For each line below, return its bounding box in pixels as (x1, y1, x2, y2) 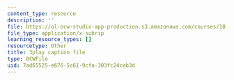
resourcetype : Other (7, 42, 68, 49)
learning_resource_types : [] (7, 36, 92, 43)
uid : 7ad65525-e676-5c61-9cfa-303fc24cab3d (7, 62, 136, 69)
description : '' (7, 17, 54, 24)
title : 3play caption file (7, 49, 86, 56)
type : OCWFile (7, 56, 49, 63)
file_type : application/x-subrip (7, 29, 104, 37)
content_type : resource (7, 10, 77, 17)
